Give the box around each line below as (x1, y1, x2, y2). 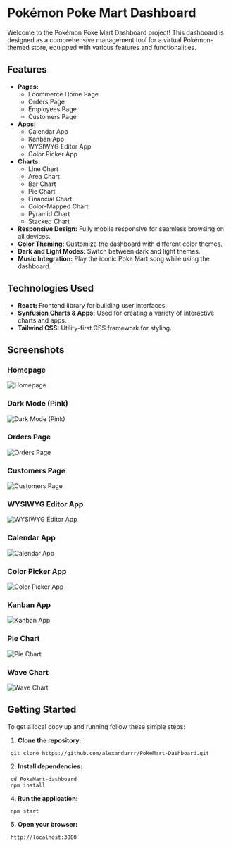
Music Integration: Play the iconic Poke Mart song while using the (17, 254, 210, 263)
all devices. (17, 232, 51, 240)
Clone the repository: (17, 736, 82, 744)
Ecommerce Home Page (27, 89, 99, 98)
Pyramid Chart (27, 209, 70, 218)
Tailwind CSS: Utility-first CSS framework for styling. (17, 323, 172, 332)
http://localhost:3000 (10, 833, 77, 841)
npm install (10, 782, 46, 789)
